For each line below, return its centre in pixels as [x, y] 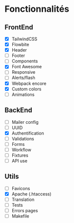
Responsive [23, 72]
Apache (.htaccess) [32, 194]
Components [25, 61]
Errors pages [25, 211]
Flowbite [20, 45]
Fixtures [20, 155]
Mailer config [25, 122]
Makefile [20, 216]
